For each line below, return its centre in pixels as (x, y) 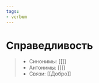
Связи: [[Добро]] (50, 74)
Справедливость (49, 46)
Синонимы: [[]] (47, 62)
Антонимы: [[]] (47, 68)
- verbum (17, 17)
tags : (13, 11)
